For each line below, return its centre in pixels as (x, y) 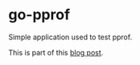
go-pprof (39, 15)
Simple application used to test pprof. (70, 37)
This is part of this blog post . (56, 52)
